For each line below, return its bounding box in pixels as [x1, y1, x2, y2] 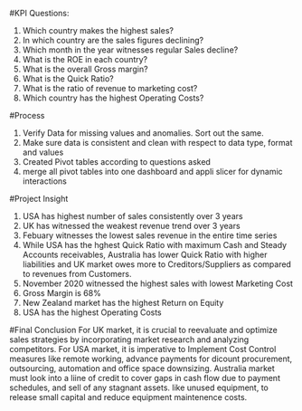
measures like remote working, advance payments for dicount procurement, [9, 353, 293, 364]
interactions [22, 176, 68, 186]
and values [22, 147, 64, 158]
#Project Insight [9, 194, 69, 204]
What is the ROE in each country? [22, 54, 148, 64]
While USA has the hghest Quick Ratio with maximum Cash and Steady [22, 240, 288, 250]
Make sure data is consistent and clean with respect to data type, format [22, 138, 293, 148]
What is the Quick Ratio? [22, 73, 115, 84]
